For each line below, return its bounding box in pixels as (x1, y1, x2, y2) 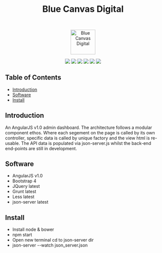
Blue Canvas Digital (42, 3, 124, 15)
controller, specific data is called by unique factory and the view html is (5, 135, 150, 141)
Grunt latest (12, 189, 37, 195)
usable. (5, 140, 20, 146)
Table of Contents (5, 73, 62, 82)
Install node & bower (12, 226, 54, 233)
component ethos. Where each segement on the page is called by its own (5, 129, 156, 135)
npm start (12, 232, 32, 238)
